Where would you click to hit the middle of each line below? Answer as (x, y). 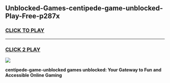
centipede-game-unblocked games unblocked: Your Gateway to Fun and (83, 69)
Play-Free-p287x (33, 16)
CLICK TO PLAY (25, 31)
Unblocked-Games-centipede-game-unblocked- (84, 8)
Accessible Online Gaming (34, 75)
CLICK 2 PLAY (23, 49)
